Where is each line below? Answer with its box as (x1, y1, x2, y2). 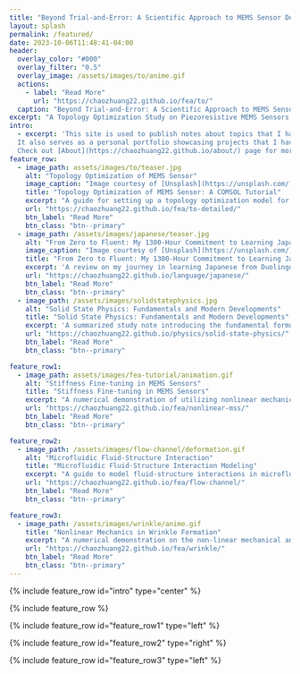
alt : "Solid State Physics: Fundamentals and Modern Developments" (25, 304, 281, 313)
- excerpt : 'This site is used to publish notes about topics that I (17, 130, 281, 139)
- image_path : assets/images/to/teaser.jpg (17, 163, 181, 172)
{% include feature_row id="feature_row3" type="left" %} (9, 654, 221, 665)
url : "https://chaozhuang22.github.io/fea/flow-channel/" (25, 478, 246, 488)
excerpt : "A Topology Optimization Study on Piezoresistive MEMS (9, 113, 257, 122)
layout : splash (9, 21, 66, 30)
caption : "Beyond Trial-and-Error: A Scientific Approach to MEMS (17, 105, 270, 114)
